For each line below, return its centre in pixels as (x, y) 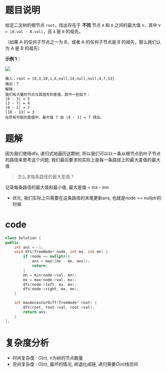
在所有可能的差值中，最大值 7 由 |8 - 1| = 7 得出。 (55, 117)
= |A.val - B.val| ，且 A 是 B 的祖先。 (44, 31)
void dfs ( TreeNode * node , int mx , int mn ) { (61, 252)
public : (13, 242)
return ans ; (36, 312)
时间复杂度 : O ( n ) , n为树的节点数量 (48, 357)
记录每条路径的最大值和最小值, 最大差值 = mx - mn (57, 187)
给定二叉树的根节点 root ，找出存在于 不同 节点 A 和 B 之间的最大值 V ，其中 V (83, 25)
